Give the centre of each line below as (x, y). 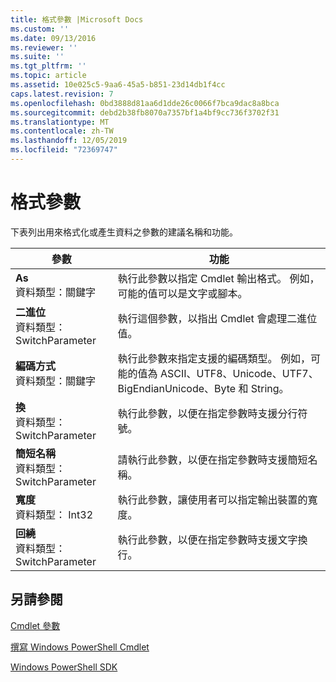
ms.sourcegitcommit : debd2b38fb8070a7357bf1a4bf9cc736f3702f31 (145, 112)
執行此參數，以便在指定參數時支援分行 (207, 413)
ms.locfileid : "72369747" (64, 150)
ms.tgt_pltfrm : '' (48, 66)
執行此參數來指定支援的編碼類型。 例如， (214, 358)
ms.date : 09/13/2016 (53, 38)
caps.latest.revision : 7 (62, 94)
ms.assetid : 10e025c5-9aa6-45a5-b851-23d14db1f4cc (118, 85)
